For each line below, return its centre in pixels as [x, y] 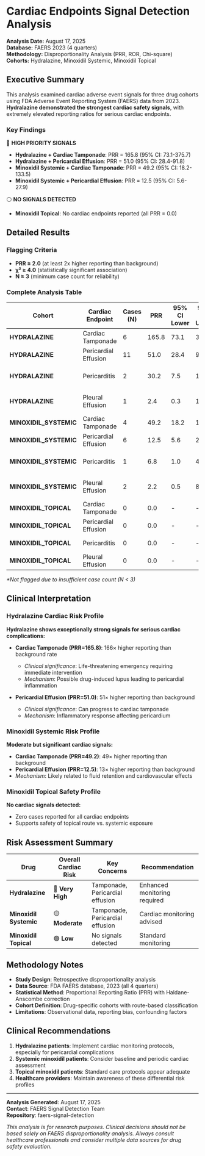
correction [57, 999]
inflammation [41, 685]
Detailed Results [38, 233]
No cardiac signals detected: [44, 805]
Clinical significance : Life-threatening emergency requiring [98, 666]
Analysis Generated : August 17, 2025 [53, 1102]
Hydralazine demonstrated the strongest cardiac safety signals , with [95, 107]
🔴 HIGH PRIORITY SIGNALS [41, 143]
